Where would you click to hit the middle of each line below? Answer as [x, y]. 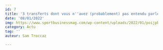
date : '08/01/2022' [25, 18]
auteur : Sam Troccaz [26, 36]
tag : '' [13, 31]
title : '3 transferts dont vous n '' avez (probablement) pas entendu [76, 14]
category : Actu [20, 27]
